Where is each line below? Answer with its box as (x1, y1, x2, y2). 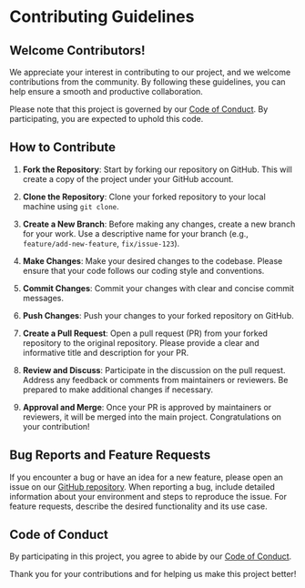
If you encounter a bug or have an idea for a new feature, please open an (9, 471, 284, 482)
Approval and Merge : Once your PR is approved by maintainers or (22, 401, 272, 412)
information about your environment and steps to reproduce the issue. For (9, 491, 287, 502)
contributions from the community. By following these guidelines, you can (9, 76, 286, 87)
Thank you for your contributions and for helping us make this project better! (9, 569, 297, 580)
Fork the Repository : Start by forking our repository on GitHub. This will (22, 164, 293, 175)
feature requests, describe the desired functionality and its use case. (9, 501, 268, 512)
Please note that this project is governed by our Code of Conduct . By (9, 104, 269, 115)
